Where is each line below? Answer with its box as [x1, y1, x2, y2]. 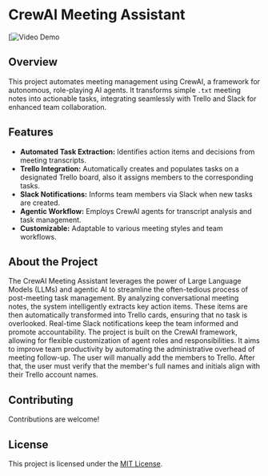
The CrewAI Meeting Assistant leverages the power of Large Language [8, 276, 242, 286]
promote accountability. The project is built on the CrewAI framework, [8, 327, 238, 337]
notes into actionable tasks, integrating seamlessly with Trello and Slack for [8, 94, 257, 103]
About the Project [8, 255, 98, 268]
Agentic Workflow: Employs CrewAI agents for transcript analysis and [19, 206, 252, 216]
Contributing [8, 393, 74, 406]
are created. [19, 198, 61, 208]
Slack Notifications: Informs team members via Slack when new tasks [19, 189, 254, 199]
